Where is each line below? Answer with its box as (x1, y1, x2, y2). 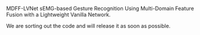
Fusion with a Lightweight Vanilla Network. (6, 11, 111, 18)
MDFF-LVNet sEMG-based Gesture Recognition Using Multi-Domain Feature (6, 5, 194, 12)
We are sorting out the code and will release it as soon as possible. (6, 23, 171, 29)
